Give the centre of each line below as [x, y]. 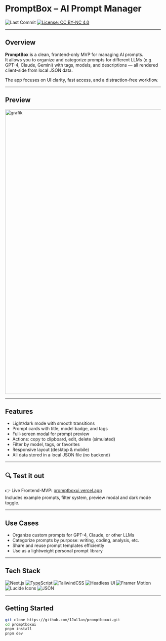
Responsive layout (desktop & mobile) [51, 450]
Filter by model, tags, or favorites [46, 444]
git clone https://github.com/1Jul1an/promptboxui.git [63, 620]
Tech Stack [23, 571]
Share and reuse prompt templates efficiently [58, 545]
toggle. [12, 503]
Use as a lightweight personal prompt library [57, 551]
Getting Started [29, 609]
